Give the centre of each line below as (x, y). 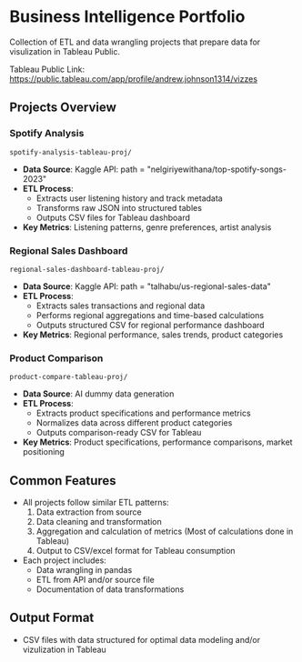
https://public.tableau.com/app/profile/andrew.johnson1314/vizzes (133, 78)
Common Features (63, 481)
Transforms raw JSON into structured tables (119, 207)
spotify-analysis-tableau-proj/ (70, 152)
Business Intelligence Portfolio (127, 17)
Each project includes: (64, 560)
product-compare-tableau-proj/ (69, 377)
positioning (44, 452)
